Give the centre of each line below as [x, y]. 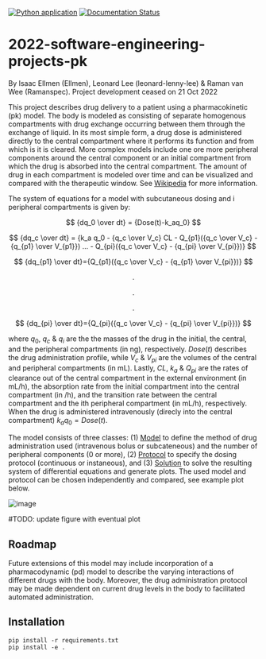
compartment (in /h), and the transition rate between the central [112, 395]
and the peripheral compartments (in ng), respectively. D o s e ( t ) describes [128, 349]
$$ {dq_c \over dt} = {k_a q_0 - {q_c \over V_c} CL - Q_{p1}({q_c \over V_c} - [133, 238]
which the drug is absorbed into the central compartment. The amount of [128, 166]
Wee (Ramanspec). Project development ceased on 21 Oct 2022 [113, 91]
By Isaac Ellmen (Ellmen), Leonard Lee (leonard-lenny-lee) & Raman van [126, 83]
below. [19, 488]
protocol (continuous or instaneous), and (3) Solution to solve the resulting [130, 463]
